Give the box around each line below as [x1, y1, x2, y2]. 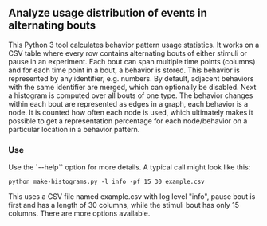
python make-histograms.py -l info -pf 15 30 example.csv [8, 178, 205, 186]
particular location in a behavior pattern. [8, 124, 140, 134]
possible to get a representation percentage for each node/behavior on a [8, 115, 248, 126]
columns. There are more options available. [8, 208, 151, 218]
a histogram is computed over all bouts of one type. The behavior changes [8, 91, 253, 100]
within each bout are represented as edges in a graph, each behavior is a [8, 99, 249, 108]
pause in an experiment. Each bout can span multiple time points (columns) [8, 56, 256, 66]
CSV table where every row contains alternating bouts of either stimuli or [8, 48, 248, 58]
